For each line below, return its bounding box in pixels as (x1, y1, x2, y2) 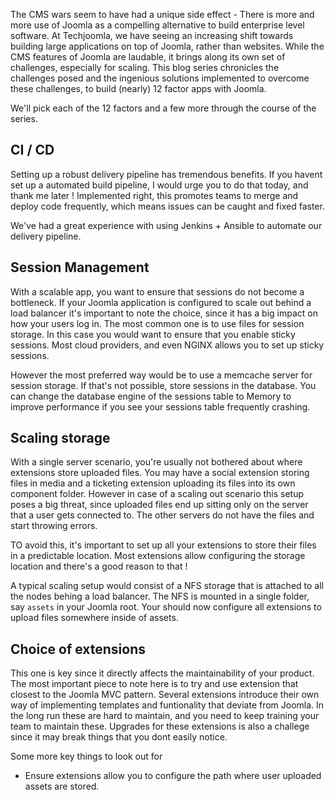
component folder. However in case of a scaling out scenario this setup (10, 488, 305, 500)
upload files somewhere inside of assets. (10, 612, 179, 624)
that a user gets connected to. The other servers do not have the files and (10, 509, 315, 521)
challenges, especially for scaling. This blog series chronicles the (10, 62, 280, 73)
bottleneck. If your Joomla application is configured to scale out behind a (10, 296, 312, 308)
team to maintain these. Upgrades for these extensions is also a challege (10, 720, 310, 733)
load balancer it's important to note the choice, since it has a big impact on (10, 307, 319, 319)
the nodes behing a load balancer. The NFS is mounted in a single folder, (10, 590, 310, 603)
